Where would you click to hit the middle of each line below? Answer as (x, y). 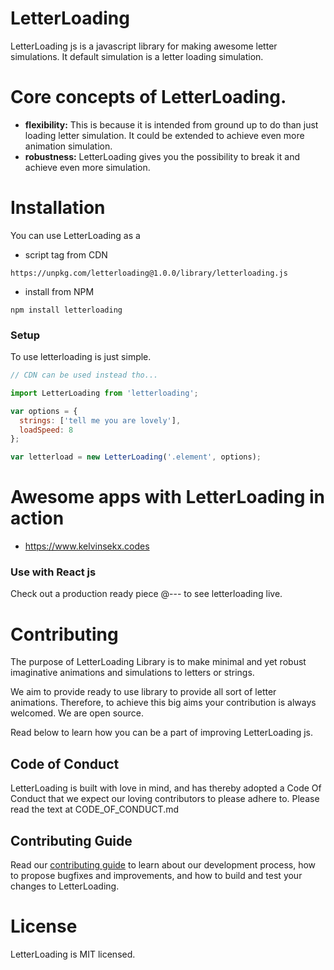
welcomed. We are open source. (77, 713)
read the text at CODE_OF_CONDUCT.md (95, 809)
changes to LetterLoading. (65, 886)
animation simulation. (68, 146)
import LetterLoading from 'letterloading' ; (104, 393)
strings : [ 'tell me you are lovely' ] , (100, 420)
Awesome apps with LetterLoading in (167, 497)
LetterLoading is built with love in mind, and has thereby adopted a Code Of (166, 788)
